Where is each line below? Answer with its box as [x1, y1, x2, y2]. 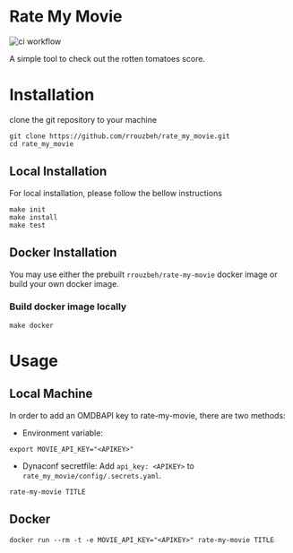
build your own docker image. [9, 278, 119, 289]
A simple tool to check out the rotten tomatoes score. [9, 53, 206, 64]
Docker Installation [9, 245, 117, 261]
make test [9, 220, 47, 229]
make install [9, 212, 58, 221]
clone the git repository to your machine [9, 114, 158, 125]
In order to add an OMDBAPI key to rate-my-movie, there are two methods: [9, 410, 286, 420]
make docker [9, 321, 54, 330]
